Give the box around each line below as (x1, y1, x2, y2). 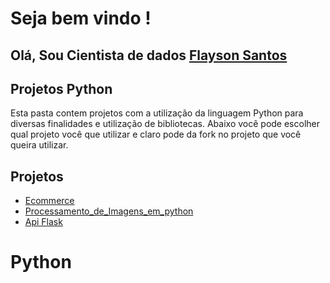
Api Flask (24, 216, 63, 228)
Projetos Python (10, 80, 113, 97)
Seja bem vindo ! (10, 7, 152, 30)
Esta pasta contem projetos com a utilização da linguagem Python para (10, 107, 304, 119)
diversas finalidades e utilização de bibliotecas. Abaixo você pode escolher (10, 118, 320, 130)
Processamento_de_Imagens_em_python (24, 205, 194, 217)
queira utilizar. (10, 139, 69, 151)
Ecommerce (24, 195, 75, 207)
